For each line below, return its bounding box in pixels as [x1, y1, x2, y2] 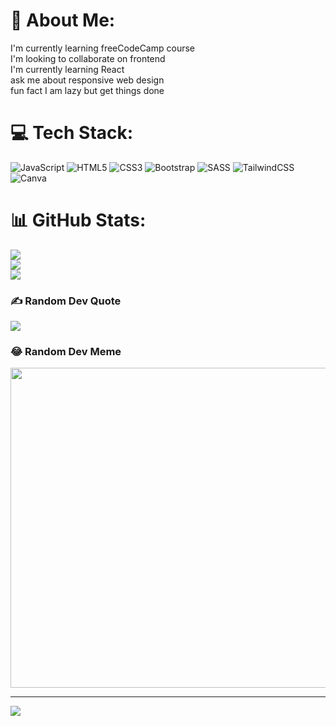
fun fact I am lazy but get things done [10, 84, 165, 96]
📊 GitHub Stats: [10, 209, 147, 232]
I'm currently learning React [10, 63, 125, 75]
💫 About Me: [10, 9, 116, 32]
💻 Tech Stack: [10, 122, 134, 144]
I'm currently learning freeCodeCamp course [10, 42, 195, 54]
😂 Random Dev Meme [10, 345, 122, 359]
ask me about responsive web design [10, 74, 165, 86]
